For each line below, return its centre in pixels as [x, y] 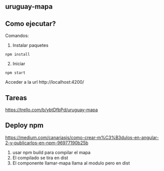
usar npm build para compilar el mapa [51, 152]
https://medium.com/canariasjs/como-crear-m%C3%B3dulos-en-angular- [82, 137]
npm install [17, 55]
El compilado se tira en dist [40, 158]
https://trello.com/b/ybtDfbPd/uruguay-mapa [52, 110]
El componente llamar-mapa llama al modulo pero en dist [71, 163]
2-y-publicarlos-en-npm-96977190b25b [47, 143]
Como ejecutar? [30, 24]
